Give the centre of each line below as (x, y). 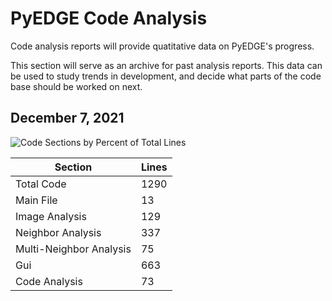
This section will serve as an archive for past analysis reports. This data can (166, 65)
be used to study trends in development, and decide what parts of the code (166, 76)
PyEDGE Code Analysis (109, 18)
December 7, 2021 (67, 118)
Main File (36, 200)
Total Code (41, 184)
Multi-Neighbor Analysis (73, 249)
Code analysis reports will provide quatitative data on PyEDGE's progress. (162, 46)
